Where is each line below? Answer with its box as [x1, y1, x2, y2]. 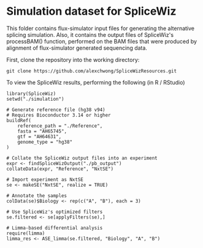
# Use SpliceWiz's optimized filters [6, 209, 103, 215]
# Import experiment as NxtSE [6, 176, 84, 182]
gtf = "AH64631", [17, 133, 62, 139]
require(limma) [6, 230, 45, 236]
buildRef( [6, 117, 32, 123]
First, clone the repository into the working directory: [6, 56, 140, 63]
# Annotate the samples [6, 192, 67, 199]
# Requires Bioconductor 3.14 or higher [6, 112, 112, 118]
